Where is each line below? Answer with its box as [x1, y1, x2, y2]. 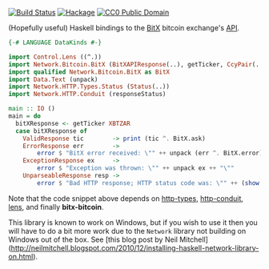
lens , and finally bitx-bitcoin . [8, 202, 104, 211]
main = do [8, 112, 42, 120]
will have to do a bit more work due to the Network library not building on [8, 226, 247, 235]
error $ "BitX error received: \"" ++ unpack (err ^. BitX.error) [37, 149, 263, 158]
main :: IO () [8, 105, 56, 113]
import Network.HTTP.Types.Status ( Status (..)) [8, 82, 171, 91]
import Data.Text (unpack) [8, 75, 98, 83]
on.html [8, 251, 34, 261]
